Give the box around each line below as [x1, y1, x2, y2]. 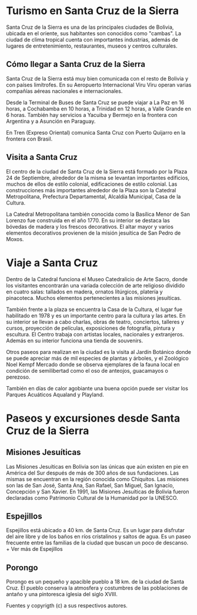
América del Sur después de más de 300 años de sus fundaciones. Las [6, 469, 179, 476]
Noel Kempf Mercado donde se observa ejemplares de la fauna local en [6, 360, 181, 368]
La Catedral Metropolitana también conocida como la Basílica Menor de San [6, 210, 190, 218]
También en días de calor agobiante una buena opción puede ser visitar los [6, 385, 188, 392]
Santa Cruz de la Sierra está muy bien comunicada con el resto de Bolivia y [6, 75, 188, 82]
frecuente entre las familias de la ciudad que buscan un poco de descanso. [6, 539, 189, 546]
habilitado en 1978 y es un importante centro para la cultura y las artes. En [6, 312, 186, 319]
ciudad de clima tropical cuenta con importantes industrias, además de [6, 36, 178, 43]
